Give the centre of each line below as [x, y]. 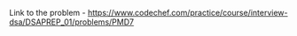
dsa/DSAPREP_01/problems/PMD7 [72, 22]
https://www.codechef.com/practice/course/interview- [188, 13]
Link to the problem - [47, 13]
